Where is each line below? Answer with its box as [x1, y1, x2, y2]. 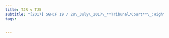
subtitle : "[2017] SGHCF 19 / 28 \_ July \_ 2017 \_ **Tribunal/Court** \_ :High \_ [5, 12, 167, 17]
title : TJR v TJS [5, 7, 42, 12]
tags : [5, 16, 17, 21]
